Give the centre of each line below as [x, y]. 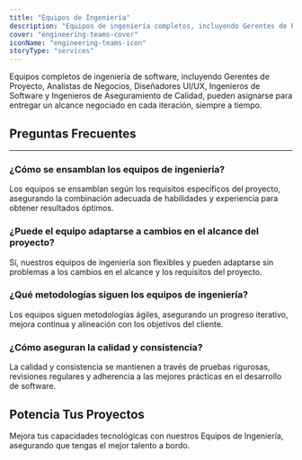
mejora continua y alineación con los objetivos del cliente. [116, 323]
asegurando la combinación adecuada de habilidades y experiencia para [144, 199]
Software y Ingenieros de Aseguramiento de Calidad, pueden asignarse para [151, 96]
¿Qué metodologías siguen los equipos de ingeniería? [129, 295]
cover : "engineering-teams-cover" [74, 34]
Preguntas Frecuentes [73, 133]
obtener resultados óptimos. [62, 208]
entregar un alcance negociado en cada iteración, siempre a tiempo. [136, 105]
